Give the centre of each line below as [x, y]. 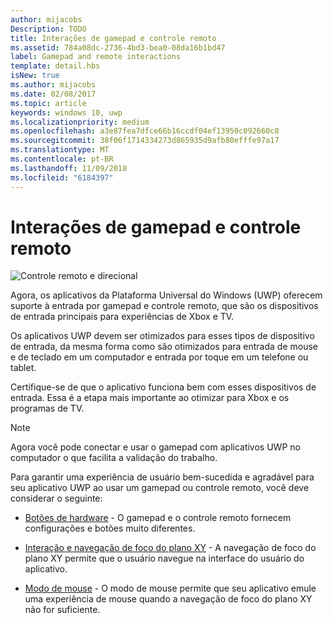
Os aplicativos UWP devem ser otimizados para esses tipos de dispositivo [162, 336]
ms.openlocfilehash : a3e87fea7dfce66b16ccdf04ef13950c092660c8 [145, 131]
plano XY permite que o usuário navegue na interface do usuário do [164, 558]
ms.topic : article [48, 103]
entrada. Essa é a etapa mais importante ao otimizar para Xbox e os [150, 398]
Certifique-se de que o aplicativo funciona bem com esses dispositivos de [163, 387]
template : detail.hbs [55, 66]
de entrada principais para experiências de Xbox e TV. [122, 317]
